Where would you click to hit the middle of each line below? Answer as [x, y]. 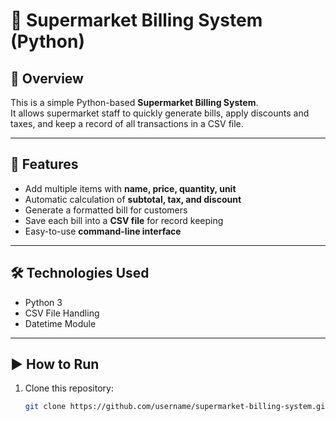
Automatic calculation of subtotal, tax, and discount [133, 199]
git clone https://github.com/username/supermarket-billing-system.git [177, 407]
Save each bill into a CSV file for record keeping [124, 220]
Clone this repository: [69, 388]
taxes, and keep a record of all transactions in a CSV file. [127, 123]
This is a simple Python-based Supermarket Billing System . [134, 102]
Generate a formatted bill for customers [106, 210]
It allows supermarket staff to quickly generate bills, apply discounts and [160, 113]
